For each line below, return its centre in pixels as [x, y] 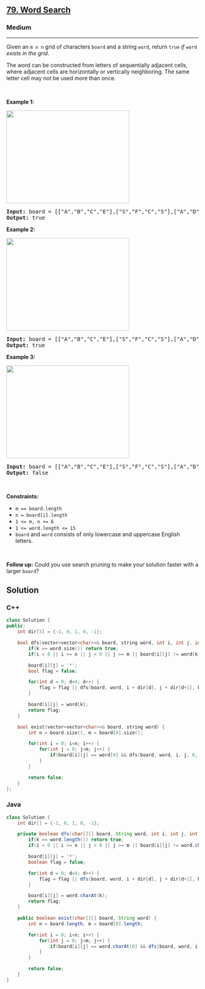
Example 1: [20, 102]
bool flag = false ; [53, 671]
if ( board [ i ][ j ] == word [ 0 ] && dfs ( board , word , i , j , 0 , [124, 755]
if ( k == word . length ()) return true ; [76, 840]
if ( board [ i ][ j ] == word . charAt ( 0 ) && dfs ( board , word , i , [125, 946]
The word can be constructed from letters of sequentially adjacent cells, [97, 65]
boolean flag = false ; [57, 862]
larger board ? [23, 571]
